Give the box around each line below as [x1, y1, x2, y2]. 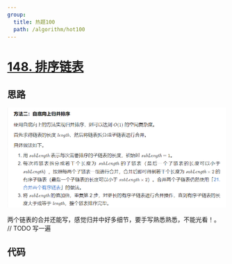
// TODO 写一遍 [7, 224, 51, 232]
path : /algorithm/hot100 [13, 26, 85, 33]
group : [7, 11, 26, 18]
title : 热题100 [13, 18, 56, 26]
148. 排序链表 [7, 59, 84, 74]
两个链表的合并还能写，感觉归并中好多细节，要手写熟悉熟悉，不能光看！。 [7, 215, 220, 224]
